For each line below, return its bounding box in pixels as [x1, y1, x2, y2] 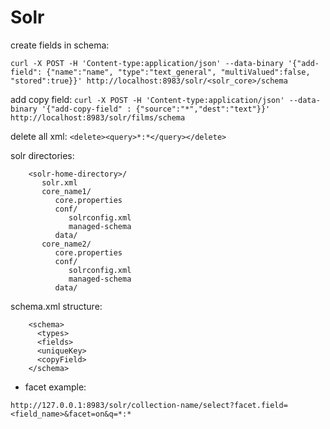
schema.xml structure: [10, 300, 103, 312]
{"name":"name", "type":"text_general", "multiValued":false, [46, 67, 311, 77]
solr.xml [41, 177, 78, 188]
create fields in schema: [10, 39, 110, 51]
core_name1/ [41, 186, 92, 196]
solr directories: [10, 149, 75, 161]
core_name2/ [41, 239, 92, 249]
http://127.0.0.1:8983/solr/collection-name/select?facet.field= [10, 400, 288, 410]
